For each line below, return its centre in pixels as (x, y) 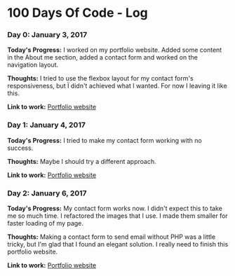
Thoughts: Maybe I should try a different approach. (82, 161)
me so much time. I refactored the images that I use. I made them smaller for (117, 216)
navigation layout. (33, 65)
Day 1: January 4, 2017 (46, 125)
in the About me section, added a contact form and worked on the (102, 57)
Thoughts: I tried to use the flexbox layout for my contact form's (101, 78)
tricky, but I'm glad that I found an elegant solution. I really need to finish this (118, 244)
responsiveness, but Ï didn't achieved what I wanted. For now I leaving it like (117, 86)
